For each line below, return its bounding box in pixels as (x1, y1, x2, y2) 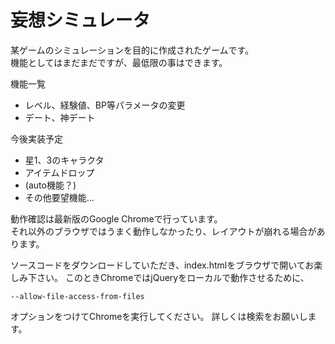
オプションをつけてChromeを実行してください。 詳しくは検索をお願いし (10, 310, 308, 322)
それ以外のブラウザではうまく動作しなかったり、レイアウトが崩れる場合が (10, 225, 317, 237)
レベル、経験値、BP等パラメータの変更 (24, 99, 186, 111)
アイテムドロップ (24, 166, 95, 178)
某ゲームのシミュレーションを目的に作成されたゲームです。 (10, 44, 255, 56)
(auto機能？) (24, 179, 77, 191)
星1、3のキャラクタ (24, 154, 105, 166)
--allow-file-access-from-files (10, 291, 145, 301)
